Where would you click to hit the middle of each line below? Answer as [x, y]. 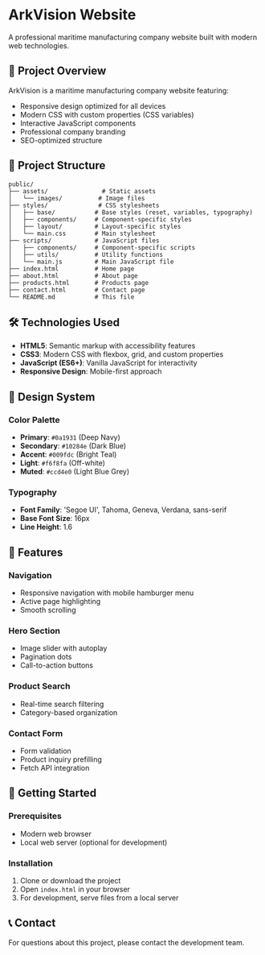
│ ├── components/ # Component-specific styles [100, 219]
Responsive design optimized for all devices [93, 105]
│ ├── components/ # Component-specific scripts [102, 247]
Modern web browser [56, 833]
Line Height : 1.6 [46, 527]
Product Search [39, 686]
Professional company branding [73, 131]
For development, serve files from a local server [99, 897]
